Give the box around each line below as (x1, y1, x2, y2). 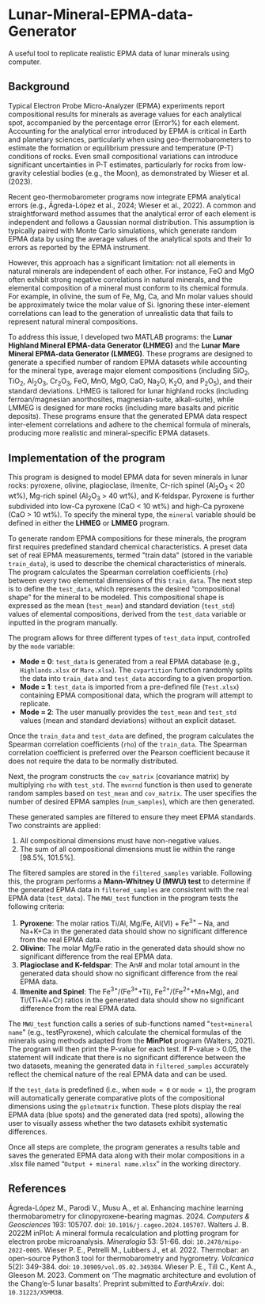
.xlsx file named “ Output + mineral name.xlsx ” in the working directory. (8, 1159, 241, 1169)
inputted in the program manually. (8, 618, 119, 627)
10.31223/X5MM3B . (8, 1287, 64, 1296)
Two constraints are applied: (8, 820, 101, 830)
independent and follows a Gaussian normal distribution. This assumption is (8, 217, 256, 226)
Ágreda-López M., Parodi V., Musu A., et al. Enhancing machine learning (8, 1203, 244, 1212)
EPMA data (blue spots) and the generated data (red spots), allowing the (8, 1110, 244, 1120)
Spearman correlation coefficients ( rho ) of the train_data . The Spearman (8, 739, 248, 749)
